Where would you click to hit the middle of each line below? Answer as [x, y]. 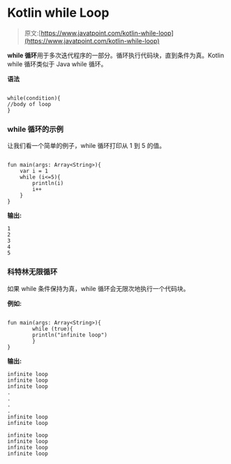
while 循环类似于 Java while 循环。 [57, 63]
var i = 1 [34, 171]
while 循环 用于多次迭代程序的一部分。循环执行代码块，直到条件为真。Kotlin [116, 55]
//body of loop [29, 104]
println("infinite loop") [70, 335]
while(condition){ [34, 98]
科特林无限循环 [32, 272]
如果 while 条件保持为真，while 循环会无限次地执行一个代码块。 [98, 288]
